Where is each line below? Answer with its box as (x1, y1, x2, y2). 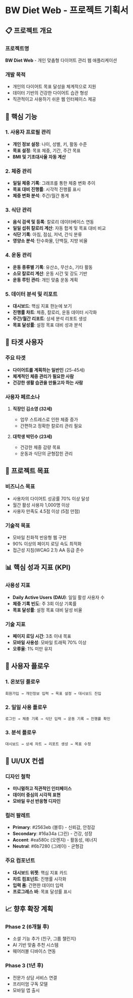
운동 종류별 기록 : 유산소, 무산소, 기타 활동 (12, 264, 93, 270)
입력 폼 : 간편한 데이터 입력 (12, 882, 64, 888)
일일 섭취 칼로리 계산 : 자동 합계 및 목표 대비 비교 (12, 225, 106, 231)
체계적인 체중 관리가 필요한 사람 (12, 373, 74, 379)
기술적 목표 (5, 522, 31, 529)
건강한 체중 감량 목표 (20, 445, 61, 451)
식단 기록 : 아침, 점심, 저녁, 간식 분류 (12, 232, 82, 238)
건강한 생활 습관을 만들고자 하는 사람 (12, 379, 83, 385)
